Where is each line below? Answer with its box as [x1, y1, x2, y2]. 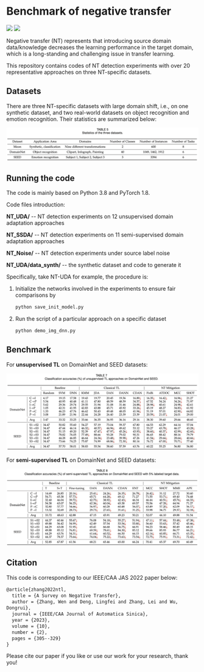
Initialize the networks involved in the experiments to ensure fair [15, 285, 176, 293]
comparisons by [15, 291, 56, 299]
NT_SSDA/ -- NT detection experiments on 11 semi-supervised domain [6, 231, 184, 239]
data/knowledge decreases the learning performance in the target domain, [6, 43, 194, 51]
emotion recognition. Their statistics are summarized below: [6, 115, 157, 123]
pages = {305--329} [12, 635, 62, 641]
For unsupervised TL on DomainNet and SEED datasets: [6, 360, 148, 368]
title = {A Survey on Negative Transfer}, [12, 593, 121, 599]
